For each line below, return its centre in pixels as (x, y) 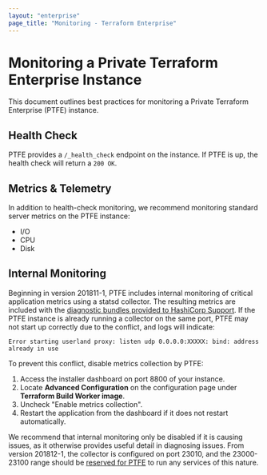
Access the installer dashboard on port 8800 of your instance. (122, 379)
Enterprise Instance (75, 80)
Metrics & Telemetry (60, 188)
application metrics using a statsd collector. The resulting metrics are (122, 301)
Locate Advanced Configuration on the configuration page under (128, 387)
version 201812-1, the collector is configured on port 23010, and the (120, 453)
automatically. (43, 421)
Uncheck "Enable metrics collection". (81, 404)
